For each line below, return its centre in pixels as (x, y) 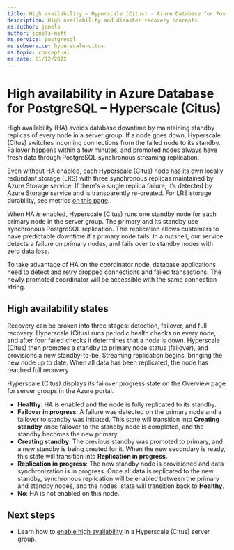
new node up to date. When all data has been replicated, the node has (108, 362)
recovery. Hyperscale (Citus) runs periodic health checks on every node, (112, 333)
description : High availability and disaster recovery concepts (102, 20)
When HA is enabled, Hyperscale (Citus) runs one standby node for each (112, 214)
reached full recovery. (39, 369)
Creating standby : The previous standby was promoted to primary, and (120, 441)
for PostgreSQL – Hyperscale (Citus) (114, 108)
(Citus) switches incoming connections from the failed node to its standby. (114, 142)
